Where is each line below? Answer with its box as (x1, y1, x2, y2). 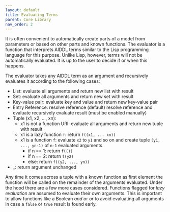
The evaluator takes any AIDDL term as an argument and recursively (5, 73, 149, 79)
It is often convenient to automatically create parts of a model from (5, 36, 145, 42)
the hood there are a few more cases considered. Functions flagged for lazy (5, 185, 165, 191)
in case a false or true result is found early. (5, 201, 97, 207)
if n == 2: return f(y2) (27, 153, 74, 159)
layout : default (5, 7, 40, 13)
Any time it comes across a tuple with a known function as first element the (5, 174, 163, 180)
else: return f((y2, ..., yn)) (27, 159, 90, 165)
